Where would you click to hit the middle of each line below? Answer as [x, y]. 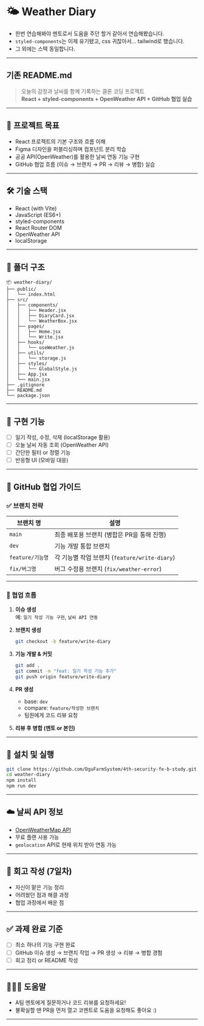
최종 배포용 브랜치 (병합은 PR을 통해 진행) [110, 535]
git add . [28, 666]
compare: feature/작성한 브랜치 [62, 708]
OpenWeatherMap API [43, 830]
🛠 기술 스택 [27, 191]
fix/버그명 [23, 569]
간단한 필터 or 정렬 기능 [43, 452]
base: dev [36, 701]
